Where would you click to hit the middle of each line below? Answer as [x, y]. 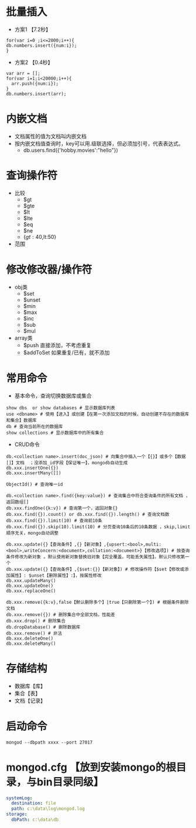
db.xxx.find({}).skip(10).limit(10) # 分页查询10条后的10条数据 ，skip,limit [98, 527]
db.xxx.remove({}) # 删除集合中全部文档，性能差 [61, 615]
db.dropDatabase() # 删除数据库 [43, 627]
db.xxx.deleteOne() [30, 638]
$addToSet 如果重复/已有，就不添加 [66, 353]
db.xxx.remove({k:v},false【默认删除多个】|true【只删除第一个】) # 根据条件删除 [97, 602]
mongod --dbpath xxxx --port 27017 [49, 742]
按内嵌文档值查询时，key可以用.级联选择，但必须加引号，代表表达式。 [99, 143]
